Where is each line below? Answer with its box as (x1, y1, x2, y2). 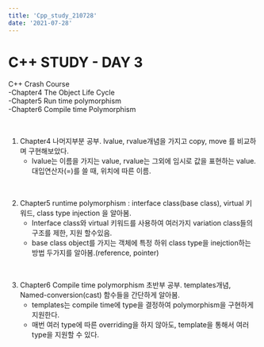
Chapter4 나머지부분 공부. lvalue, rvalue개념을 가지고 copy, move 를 (19, 137, 235, 146)
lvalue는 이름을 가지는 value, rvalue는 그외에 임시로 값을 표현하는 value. (31, 156, 256, 166)
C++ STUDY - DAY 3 (8, 53, 143, 71)
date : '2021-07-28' (8, 19, 73, 27)
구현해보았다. (28, 146, 69, 156)
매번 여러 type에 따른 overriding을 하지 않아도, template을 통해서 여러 (31, 320, 250, 330)
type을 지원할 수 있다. (31, 330, 100, 340)
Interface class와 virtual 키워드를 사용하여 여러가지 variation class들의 (31, 218, 254, 228)
